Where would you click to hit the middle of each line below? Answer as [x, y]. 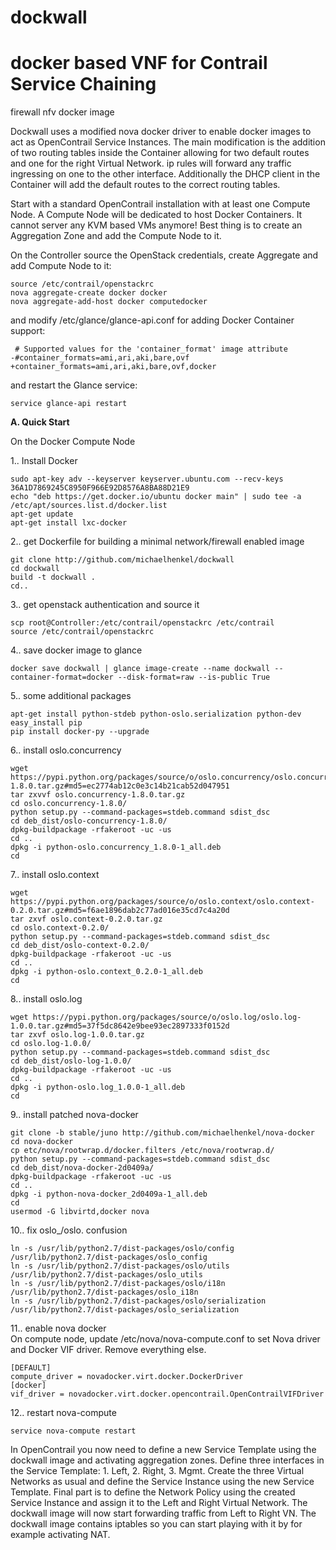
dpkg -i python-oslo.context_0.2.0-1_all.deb [106, 972]
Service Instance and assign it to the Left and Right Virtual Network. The [159, 1503]
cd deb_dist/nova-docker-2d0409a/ [82, 1168]
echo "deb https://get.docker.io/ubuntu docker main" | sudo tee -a [156, 497]
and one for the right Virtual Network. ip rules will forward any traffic [151, 163]
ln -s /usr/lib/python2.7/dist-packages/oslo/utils [120, 1266]
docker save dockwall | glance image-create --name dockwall [140, 669]
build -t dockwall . [53, 577]
